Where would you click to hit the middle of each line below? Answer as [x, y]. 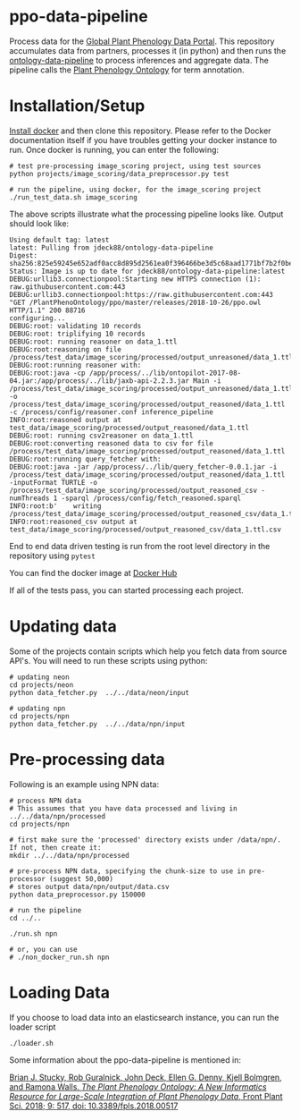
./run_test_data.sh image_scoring [74, 197]
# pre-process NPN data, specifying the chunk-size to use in [127, 871]
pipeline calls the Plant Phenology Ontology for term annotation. [127, 70]
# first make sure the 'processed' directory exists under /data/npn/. [145, 840]
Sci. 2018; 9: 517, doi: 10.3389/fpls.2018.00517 [94, 1106]
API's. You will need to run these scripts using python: [108, 660]
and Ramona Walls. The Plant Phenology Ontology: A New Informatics [138, 1086]
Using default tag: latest [59, 240]
